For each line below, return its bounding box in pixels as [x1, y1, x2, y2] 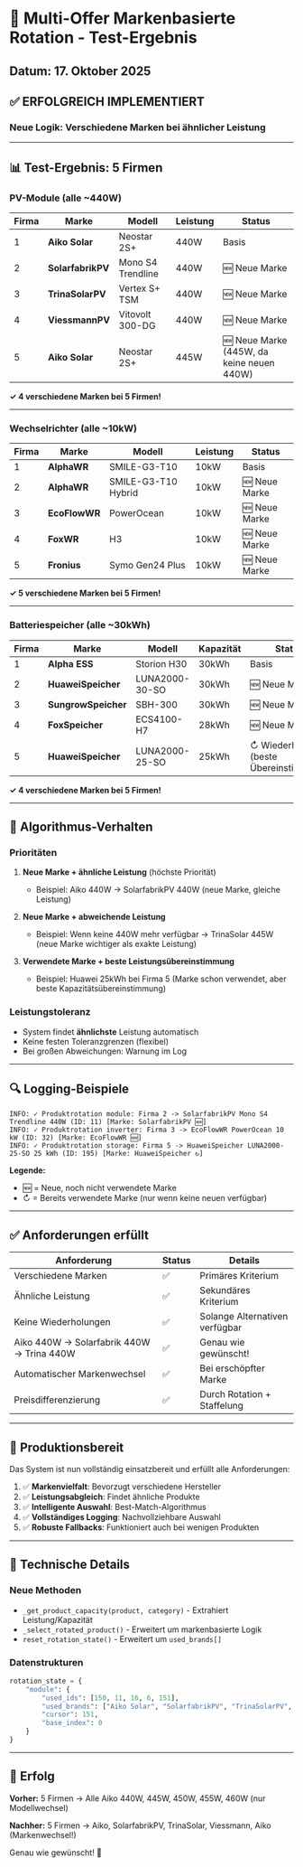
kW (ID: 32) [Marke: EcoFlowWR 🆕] [9, 1133, 142, 1142]
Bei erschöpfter [199, 1362, 266, 1374]
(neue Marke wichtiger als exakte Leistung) [35, 939, 197, 950]
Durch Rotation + [199, 1388, 272, 1401]
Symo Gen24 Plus [109, 559, 187, 572]
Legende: [9, 1165, 46, 1176]
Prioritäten [9, 846, 58, 858]
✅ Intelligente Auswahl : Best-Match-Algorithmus [22, 1501, 207, 1512]
